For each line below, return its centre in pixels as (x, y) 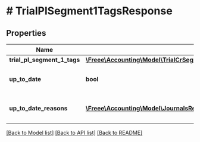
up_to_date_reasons (38, 108)
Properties (26, 33)
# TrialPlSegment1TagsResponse (89, 11)
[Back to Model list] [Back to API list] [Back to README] (74, 133)
